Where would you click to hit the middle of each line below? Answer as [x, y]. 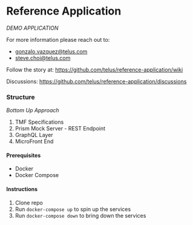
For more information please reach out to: [58, 39]
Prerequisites [24, 155]
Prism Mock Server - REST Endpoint [60, 129]
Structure [21, 97]
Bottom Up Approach [33, 110]
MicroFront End [34, 141]
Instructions [22, 189]
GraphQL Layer [34, 135]
